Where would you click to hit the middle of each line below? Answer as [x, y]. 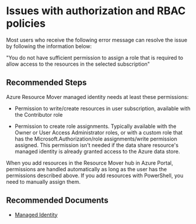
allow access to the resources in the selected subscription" [78, 64]
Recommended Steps [46, 83]
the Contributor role [39, 114]
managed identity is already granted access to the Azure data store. [97, 151]
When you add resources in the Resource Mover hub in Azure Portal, [89, 163]
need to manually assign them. [43, 181]
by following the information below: [49, 46]
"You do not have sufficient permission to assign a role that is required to [95, 57]
